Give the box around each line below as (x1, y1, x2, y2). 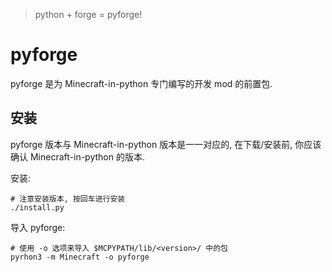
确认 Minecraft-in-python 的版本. (10, 150, 145, 163)
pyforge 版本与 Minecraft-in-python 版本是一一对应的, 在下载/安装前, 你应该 (10, 138, 322, 150)
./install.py (10, 202, 65, 213)
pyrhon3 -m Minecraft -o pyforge (10, 252, 150, 262)
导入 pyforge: (10, 221, 66, 233)
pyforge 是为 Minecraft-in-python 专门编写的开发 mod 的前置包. (10, 77, 273, 89)
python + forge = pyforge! (34, 9, 143, 20)
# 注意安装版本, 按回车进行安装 (10, 194, 126, 204)
